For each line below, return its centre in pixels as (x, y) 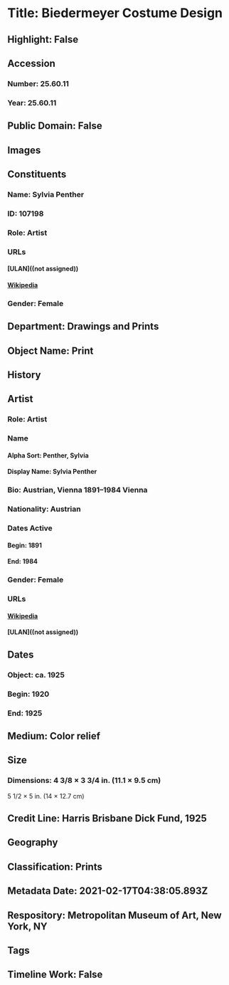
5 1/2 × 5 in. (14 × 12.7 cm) (46, 796)
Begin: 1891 (25, 545)
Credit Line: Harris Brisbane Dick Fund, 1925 (107, 818)
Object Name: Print (50, 351)
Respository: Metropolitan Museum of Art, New (114, 915)
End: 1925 (25, 713)
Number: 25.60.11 (38, 83)
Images (24, 150)
